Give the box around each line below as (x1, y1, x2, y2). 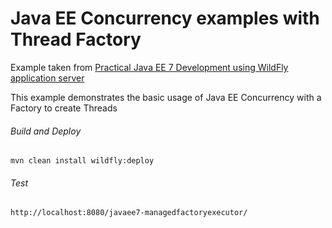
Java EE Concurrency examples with (10, 7, 320, 30)
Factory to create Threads (10, 102, 118, 114)
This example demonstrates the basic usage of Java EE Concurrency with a (10, 91, 322, 103)
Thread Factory (10, 28, 142, 51)
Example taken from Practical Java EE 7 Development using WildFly (10, 61, 289, 73)
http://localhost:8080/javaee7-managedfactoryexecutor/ (10, 208, 248, 218)
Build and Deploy (10, 125, 82, 137)
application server (10, 72, 85, 84)
